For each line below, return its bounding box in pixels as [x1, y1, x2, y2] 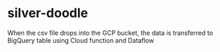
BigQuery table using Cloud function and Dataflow [7, 36, 155, 44]
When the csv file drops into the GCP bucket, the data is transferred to [7, 28, 214, 37]
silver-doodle [7, 5, 89, 21]
